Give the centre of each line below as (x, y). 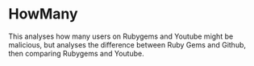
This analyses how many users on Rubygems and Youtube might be (121, 36)
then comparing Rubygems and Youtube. (76, 53)
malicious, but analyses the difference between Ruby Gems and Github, (127, 44)
